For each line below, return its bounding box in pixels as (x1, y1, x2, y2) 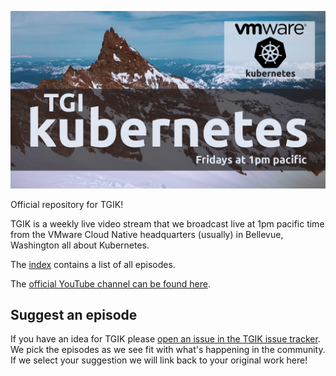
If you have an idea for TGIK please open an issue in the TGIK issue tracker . (10, 333, 321, 345)
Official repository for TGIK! (10, 198, 124, 210)
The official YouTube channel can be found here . (10, 277, 211, 290)
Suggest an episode (10, 306, 138, 323)
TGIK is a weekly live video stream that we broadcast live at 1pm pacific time (10, 217, 325, 230)
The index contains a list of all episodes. (10, 258, 176, 270)
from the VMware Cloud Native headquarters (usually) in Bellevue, (10, 228, 284, 240)
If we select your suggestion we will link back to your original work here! (10, 354, 308, 366)
